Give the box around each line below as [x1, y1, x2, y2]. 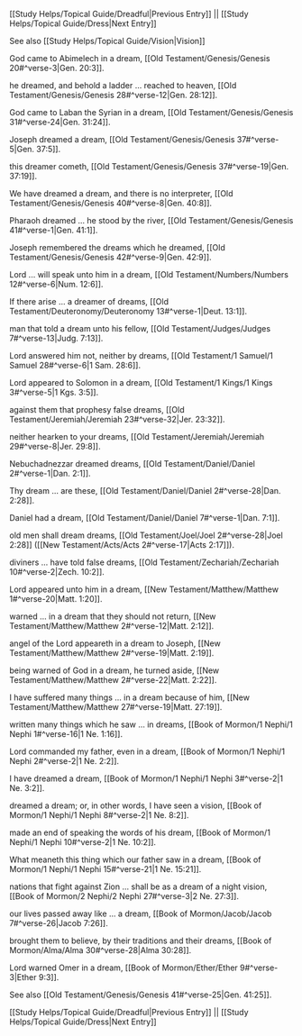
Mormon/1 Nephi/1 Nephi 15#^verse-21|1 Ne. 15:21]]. [9, 864, 202, 874]
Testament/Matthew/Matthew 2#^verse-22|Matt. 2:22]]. [9, 675, 217, 685]
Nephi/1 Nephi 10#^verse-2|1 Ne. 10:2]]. [9, 837, 156, 847]
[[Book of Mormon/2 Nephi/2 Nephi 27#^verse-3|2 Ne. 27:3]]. [9, 891, 240, 901]
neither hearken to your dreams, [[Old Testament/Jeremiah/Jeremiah [9, 432, 265, 441]
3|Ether [9, 972, 38, 982]
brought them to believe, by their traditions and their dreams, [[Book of [9, 935, 272, 946]
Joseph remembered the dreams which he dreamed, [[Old [9, 242, 225, 252]
